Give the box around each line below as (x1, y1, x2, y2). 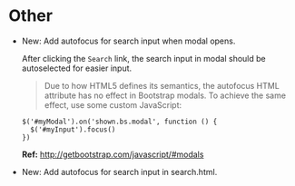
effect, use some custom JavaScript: (44, 99, 182, 110)
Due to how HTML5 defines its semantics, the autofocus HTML (44, 80, 280, 91)
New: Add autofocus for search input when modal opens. (21, 35, 236, 46)
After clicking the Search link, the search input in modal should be (21, 53, 266, 64)
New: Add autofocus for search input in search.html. (21, 166, 218, 177)
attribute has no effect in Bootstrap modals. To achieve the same (44, 90, 287, 101)
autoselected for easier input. (21, 63, 133, 73)
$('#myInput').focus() (30, 124, 116, 134)
